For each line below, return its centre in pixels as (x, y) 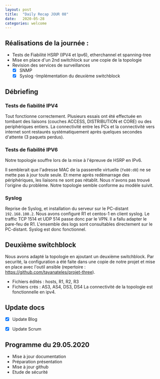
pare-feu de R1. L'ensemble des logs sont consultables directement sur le (79, 224)
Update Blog (25, 319)
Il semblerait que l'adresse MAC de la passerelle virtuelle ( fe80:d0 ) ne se (78, 170)
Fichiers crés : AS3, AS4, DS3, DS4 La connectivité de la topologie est (82, 287)
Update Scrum (27, 329)
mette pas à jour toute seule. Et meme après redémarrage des (67, 175)
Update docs (25, 307)
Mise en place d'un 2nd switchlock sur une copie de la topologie (77, 60)
